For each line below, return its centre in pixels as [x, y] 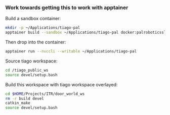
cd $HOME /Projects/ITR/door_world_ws [45, 94]
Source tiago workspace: [31, 61]
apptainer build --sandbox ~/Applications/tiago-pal [62, 33]
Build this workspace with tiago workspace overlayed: [61, 84]
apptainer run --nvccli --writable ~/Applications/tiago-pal [71, 51]
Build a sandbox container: [33, 19]
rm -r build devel [25, 98]
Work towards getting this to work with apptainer [67, 8]
